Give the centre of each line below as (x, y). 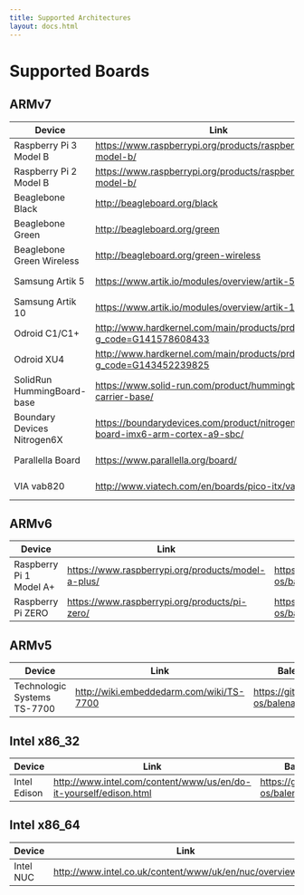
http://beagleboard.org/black (157, 203)
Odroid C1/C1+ (47, 333)
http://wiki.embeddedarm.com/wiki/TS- (160, 692)
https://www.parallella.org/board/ (166, 460)
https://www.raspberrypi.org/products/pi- (157, 601)
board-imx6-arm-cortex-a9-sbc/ (169, 434)
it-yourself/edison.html (102, 793)
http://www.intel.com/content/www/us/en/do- (152, 782)
